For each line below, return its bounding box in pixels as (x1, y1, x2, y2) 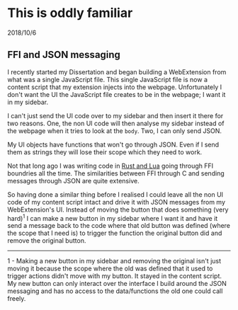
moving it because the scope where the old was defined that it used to (7, 264, 213, 273)
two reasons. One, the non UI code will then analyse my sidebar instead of (7, 119, 225, 127)
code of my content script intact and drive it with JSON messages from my (7, 197, 225, 206)
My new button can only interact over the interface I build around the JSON (7, 280, 227, 288)
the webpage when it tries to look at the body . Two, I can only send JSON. (7, 126, 222, 135)
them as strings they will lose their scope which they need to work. (7, 147, 203, 156)
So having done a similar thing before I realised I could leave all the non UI (7, 190, 224, 199)
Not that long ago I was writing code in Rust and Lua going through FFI (7, 161, 214, 170)
